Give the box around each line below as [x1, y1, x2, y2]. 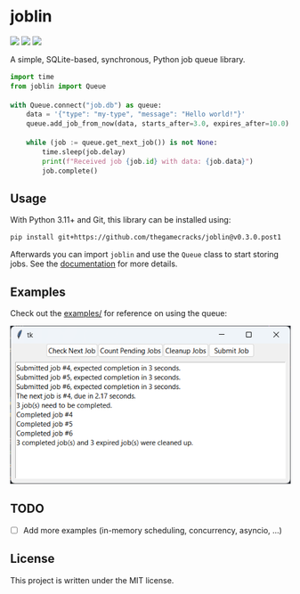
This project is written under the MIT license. [10, 574, 174, 585]
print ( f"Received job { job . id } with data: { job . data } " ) [42, 157, 254, 166]
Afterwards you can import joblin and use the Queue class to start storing [10, 249, 280, 260]
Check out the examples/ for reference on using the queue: [10, 308, 228, 319]
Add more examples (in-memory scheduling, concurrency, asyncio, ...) [22, 525, 283, 535]
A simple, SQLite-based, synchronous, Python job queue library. [10, 53, 246, 64]
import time [10, 72, 54, 81]
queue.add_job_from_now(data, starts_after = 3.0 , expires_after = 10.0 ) [26, 119, 290, 128]
